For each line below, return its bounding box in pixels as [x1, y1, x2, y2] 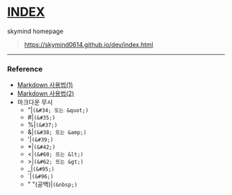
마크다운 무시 [17, 98, 53, 106]
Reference [7, 64, 43, 73]
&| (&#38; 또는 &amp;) [27, 128, 87, 136]
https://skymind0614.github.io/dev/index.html [23, 40, 153, 48]
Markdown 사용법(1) [17, 81, 74, 89]
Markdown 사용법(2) [17, 89, 75, 98]
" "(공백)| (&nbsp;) [27, 180, 78, 189]
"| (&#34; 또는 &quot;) [27, 106, 89, 114]
